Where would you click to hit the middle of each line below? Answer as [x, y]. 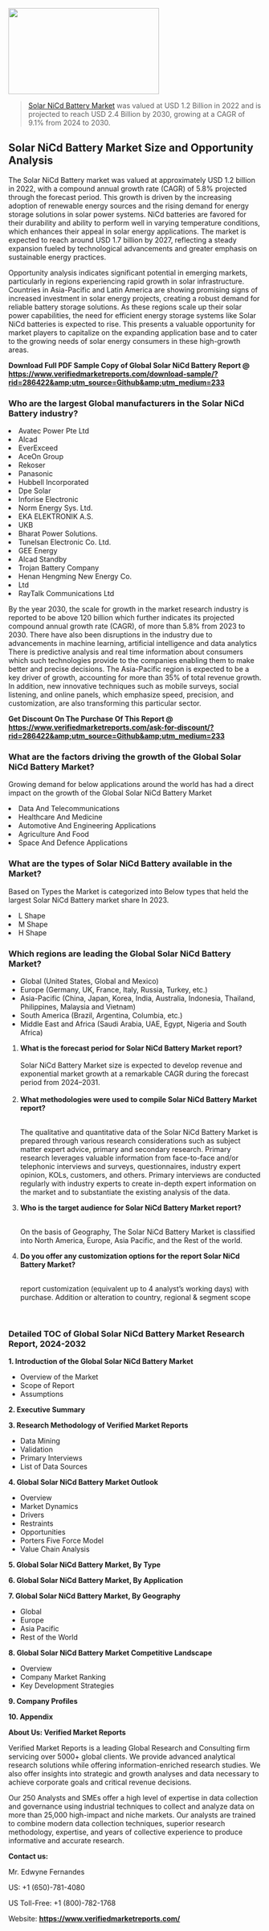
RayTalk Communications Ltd [67, 594]
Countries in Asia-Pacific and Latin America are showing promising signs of [133, 289]
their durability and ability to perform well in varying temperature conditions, [134, 222]
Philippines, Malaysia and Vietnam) [78, 1007]
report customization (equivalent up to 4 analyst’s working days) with [134, 1289]
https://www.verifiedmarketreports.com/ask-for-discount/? [111, 727]
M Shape [33, 924]
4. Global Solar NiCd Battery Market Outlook [84, 1482]
